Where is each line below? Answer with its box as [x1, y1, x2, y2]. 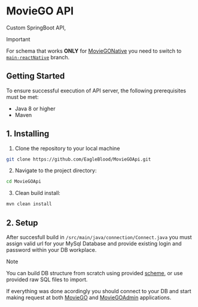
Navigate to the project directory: [14, 167, 97, 174]
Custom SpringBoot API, [6, 24, 66, 31]
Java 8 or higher [14, 105, 56, 112]
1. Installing [6, 129, 50, 139]
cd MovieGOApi [6, 179, 42, 185]
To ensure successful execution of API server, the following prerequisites [6, 87, 187, 94]
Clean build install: [14, 189, 61, 197]
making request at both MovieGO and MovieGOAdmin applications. [6, 294, 172, 301]
